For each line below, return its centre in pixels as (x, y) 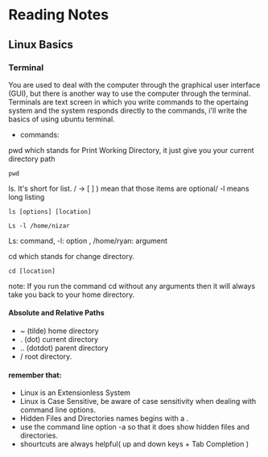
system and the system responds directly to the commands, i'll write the (128, 110)
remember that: (35, 375)
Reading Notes (59, 15)
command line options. (58, 410)
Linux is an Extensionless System (75, 393)
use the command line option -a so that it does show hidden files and (134, 427)
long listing (27, 197)
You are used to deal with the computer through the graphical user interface (134, 84)
